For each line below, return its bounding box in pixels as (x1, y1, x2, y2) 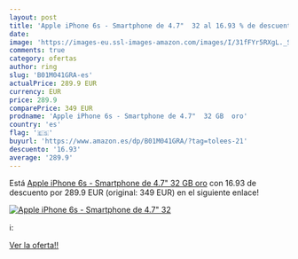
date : (9, 29, 29, 38)
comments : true (9, 46, 66, 55)
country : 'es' (9, 121, 62, 129)
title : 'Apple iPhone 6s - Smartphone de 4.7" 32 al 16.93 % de (9, 21, 255, 30)
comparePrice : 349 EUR (9, 104, 93, 113)
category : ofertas (9, 54, 77, 63)
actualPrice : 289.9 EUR (9, 79, 98, 88)
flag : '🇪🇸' (9, 129, 53, 137)
